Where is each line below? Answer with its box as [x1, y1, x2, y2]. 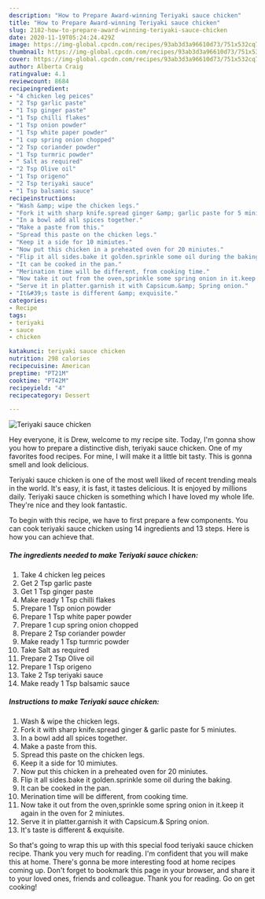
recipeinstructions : [9, 194, 77, 202]
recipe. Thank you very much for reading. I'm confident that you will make [9, 849, 248, 858]
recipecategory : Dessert [9, 391, 90, 400]
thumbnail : [9, 48, 45, 56]
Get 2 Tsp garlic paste [20, 579, 93, 588]
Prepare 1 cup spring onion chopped [20, 621, 138, 630]
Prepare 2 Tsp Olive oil [20, 654, 94, 663]
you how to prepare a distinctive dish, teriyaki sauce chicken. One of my [9, 444, 243, 453]
